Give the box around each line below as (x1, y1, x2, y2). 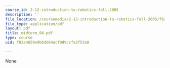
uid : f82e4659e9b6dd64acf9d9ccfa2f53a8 (5, 40, 90, 45)
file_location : (5, 16, 37, 21)
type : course (5, 35, 33, 40)
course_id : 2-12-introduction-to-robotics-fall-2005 (5, 7, 119, 12)
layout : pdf (5, 26, 30, 31)
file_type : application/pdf (5, 21, 65, 26)
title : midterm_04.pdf (5, 30, 53, 35)
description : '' (5, 12, 39, 17)
